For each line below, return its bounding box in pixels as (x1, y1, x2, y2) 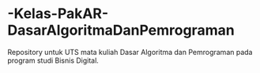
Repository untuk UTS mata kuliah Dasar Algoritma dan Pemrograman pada (7, 47, 253, 57)
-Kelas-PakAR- (7, 5, 109, 23)
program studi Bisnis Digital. (7, 56, 100, 65)
